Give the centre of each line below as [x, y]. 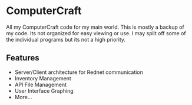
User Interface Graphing [44, 91]
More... [23, 97]
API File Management [40, 84]
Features [23, 58]
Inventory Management [43, 78]
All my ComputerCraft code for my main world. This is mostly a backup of [95, 27]
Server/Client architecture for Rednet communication [79, 72]
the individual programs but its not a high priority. [66, 39]
